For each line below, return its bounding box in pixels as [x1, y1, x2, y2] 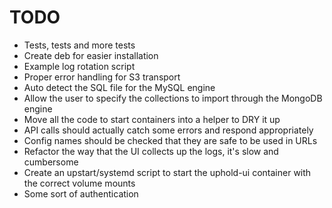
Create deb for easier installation [23, 49, 159, 61]
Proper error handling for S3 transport [23, 71, 181, 83]
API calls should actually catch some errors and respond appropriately [23, 124, 314, 136]
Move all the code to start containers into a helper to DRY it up [23, 113, 281, 125]
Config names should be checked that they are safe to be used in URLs [23, 134, 318, 146]
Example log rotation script [23, 60, 136, 72]
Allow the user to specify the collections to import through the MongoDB [23, 92, 323, 104]
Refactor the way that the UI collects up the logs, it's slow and [23, 145, 279, 157]
